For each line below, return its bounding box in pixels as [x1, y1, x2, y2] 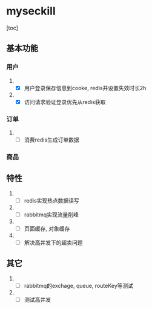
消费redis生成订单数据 [24, 136, 80, 143]
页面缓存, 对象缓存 [24, 225, 70, 232]
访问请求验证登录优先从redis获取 [24, 98, 106, 105]
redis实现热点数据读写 [24, 197, 80, 204]
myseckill [6, 4, 56, 18]
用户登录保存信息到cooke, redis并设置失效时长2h [24, 84, 147, 91]
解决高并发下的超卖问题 [24, 239, 83, 246]
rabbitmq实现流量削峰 [24, 210, 79, 218]
